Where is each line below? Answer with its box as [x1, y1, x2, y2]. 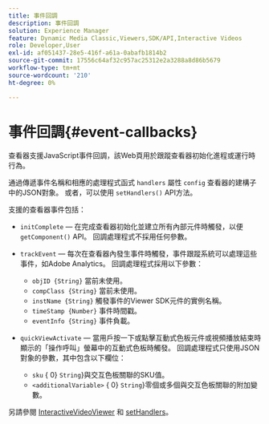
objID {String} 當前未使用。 [31, 276, 127, 285]
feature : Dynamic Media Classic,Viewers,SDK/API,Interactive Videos [8, 34, 243, 42]
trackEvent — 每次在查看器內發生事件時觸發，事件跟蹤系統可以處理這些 [19, 249, 258, 259]
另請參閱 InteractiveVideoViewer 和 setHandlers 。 [8, 407, 173, 417]
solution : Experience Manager [8, 26, 110, 34]
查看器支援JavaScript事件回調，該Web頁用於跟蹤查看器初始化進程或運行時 [8, 151, 256, 160]
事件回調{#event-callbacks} [8, 123, 198, 141]
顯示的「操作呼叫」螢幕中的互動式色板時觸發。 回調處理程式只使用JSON [19, 343, 259, 353]
